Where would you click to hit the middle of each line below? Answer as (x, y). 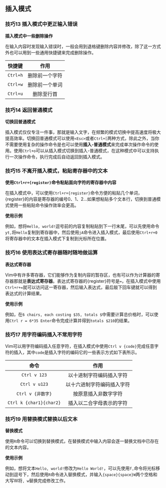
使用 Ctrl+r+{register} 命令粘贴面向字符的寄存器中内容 (61, 183)
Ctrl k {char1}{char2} (34, 403)
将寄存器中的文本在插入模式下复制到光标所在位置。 (57, 239)
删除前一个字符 (45, 75)
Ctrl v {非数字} (34, 394)
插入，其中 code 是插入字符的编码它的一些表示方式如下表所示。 (77, 352)
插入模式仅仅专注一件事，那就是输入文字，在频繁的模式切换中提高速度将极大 (83, 132)
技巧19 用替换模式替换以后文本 (41, 419)
